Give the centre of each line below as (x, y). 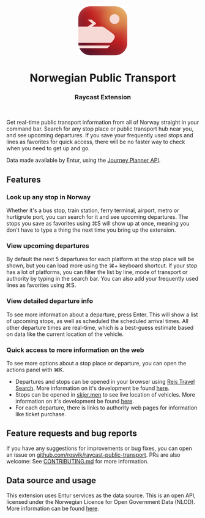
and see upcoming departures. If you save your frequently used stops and (100, 135)
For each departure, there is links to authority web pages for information (106, 408)
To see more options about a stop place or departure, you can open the (96, 364)
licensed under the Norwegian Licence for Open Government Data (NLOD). (101, 501)
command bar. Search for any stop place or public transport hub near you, (100, 129)
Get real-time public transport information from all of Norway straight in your (103, 123)
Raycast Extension (103, 97)
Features (24, 179)
